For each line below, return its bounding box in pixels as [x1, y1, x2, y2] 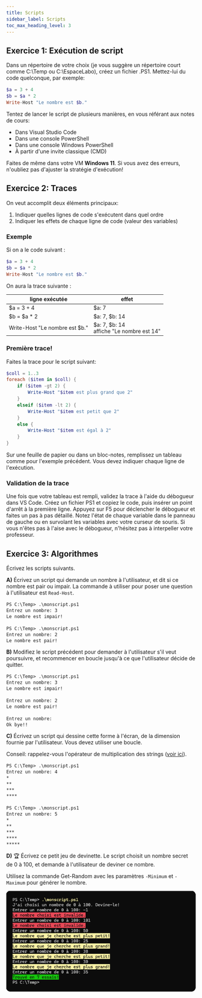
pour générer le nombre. [26, 879, 87, 886]
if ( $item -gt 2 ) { [17, 383, 66, 389]
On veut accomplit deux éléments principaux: [6, 199, 119, 206]
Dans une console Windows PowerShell [14, 141, 114, 148]
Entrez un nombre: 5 [6, 811, 58, 817]
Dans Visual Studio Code [14, 128, 77, 136]
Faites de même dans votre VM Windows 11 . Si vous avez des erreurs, [6, 159, 180, 166]
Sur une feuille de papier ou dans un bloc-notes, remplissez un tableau [6, 451, 182, 458]
